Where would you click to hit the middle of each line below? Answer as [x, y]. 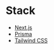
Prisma [23, 34]
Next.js [23, 27]
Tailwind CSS [31, 40]
